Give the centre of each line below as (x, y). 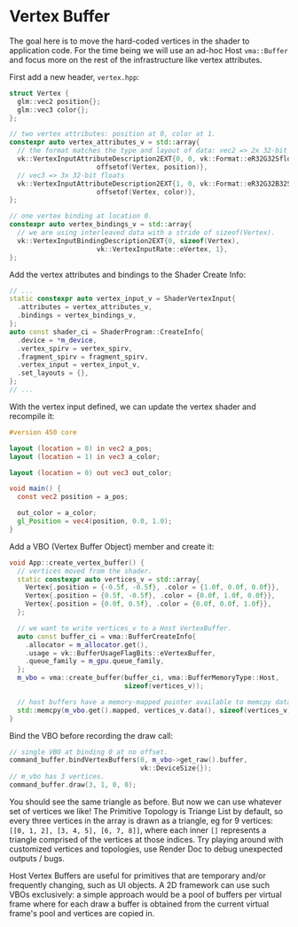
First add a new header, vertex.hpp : (74, 76)
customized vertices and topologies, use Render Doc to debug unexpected (146, 849)
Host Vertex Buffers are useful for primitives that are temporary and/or (137, 875)
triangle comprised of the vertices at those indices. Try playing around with (146, 839)
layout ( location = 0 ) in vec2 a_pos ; (81, 448)
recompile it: (32, 416)
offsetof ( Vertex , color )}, (146, 192)
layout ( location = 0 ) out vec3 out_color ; (91, 472)
